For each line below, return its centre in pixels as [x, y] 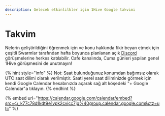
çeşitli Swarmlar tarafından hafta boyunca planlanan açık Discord [71, 53]
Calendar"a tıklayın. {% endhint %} [40, 88]
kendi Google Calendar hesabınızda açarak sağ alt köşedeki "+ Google [77, 83]
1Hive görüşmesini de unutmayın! [39, 63]
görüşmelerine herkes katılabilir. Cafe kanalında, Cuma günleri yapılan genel [82, 58]
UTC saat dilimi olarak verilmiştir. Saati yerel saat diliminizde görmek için [78, 78]
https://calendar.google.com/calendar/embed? [85, 98]
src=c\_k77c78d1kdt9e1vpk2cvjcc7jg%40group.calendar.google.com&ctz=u [82, 103]
